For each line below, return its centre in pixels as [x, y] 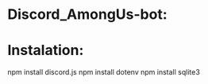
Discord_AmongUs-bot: [87, 15]
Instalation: [46, 51]
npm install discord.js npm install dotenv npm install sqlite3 [104, 72]
